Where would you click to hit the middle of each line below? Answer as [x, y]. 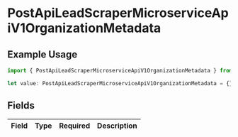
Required [75, 126]
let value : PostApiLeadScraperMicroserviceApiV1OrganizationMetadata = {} [120, 83]
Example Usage [42, 54]
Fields [21, 105]
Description [117, 126]
